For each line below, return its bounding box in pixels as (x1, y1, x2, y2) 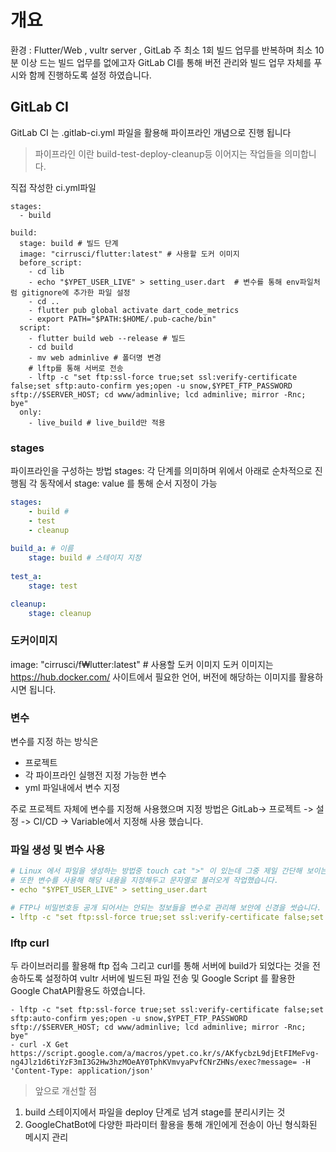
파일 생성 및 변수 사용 (10, 843, 105, 857)
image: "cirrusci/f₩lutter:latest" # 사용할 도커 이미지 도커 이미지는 (10, 658, 274, 670)
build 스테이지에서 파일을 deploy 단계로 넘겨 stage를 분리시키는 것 (24, 1106, 286, 1118)
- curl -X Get (10, 1040, 70, 1050)
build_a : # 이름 (10, 544, 74, 554)
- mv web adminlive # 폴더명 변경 (28, 352, 162, 363)
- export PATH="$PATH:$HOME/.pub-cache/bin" (28, 314, 217, 324)
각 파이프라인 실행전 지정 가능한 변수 (24, 769, 167, 781)
